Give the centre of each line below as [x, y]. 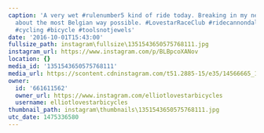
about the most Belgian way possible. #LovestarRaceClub [110, 23]
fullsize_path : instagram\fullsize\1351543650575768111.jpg [109, 45]
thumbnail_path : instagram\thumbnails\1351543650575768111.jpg [114, 110]
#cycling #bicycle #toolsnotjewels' [75, 30]
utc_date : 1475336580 [44, 117]
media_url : [26, 74]
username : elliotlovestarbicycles [71, 102]
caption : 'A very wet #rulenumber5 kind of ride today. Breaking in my [128, 15]
